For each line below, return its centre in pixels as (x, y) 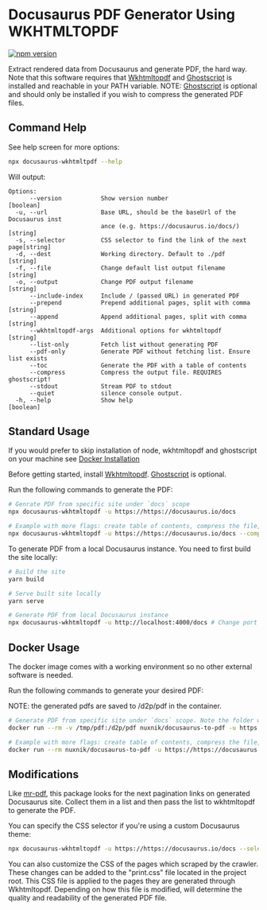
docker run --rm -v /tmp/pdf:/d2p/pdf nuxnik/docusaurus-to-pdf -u (122, 728)
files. (16, 103)
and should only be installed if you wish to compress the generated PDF (126, 94)
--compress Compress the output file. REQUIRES (126, 372)
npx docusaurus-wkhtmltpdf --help (66, 161)
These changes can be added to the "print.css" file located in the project (128, 873)
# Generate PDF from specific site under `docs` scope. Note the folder (131, 721)
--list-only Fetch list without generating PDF (124, 344)
